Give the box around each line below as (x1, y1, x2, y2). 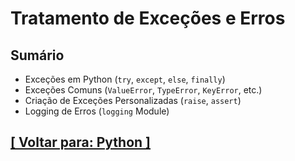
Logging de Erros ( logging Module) (24, 105, 170, 117)
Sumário (10, 47, 65, 64)
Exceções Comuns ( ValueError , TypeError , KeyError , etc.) (24, 84, 263, 96)
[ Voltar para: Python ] (10, 134, 152, 151)
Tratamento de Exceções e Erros (10, 7, 286, 30)
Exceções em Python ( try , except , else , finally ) (24, 73, 226, 85)
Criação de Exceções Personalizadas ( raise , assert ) (24, 95, 242, 106)
